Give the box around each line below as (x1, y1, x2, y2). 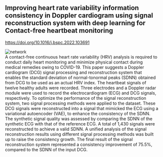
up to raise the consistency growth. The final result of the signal (5, 136, 133, 142)
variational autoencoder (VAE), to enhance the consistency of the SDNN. (5, 110, 151, 116)
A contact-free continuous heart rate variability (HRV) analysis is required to (5, 54, 158, 60)
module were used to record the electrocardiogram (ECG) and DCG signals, (5, 90, 157, 96)
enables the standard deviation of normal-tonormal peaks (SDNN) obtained (5, 75, 156, 80)
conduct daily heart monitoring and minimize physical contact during (5, 59, 143, 65)
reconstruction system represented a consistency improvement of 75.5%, (5, 141, 152, 147)
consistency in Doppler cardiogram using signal (5, 12, 153, 20)
